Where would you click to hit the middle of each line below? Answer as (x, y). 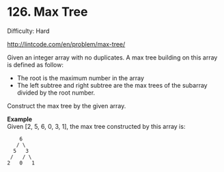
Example (20, 119)
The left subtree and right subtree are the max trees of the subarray (112, 85)
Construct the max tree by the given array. (67, 106)
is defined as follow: (35, 64)
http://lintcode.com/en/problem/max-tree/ (66, 44)
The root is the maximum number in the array (81, 78)
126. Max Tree (47, 12)
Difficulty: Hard (28, 31)
